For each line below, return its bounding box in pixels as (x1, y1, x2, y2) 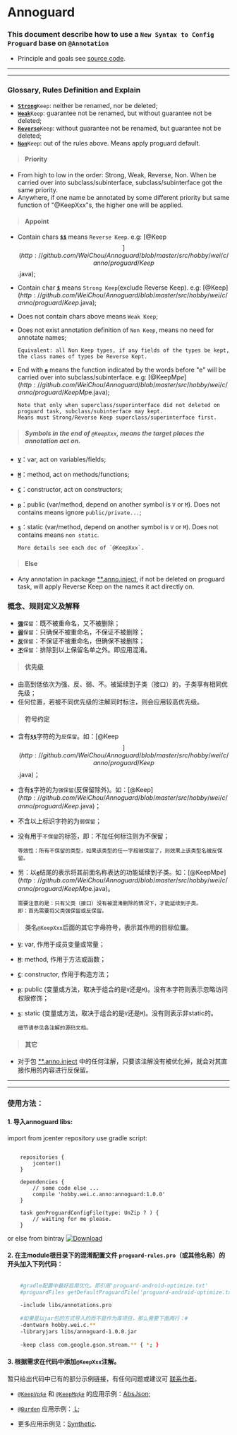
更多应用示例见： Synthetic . (17, 1419, 97, 1428)
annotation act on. (24, 436, 81, 445)
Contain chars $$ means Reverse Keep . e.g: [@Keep (17, 232, 167, 241)
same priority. (17, 185, 59, 194)
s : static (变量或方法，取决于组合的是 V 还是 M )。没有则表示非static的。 (17, 1009, 217, 1017)
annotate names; (17, 333, 67, 342)
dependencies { (20, 1178, 65, 1186)
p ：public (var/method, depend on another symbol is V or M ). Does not (17, 500, 221, 509)
